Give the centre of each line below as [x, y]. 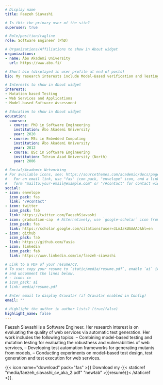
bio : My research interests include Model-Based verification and [73, 76]
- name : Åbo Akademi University [38, 58]
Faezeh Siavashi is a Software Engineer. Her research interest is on [72, 327]
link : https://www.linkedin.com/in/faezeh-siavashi [63, 256]
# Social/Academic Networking [36, 170]
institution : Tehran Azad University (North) [61, 157]
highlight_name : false [28, 313]
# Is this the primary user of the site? [48, 23]
